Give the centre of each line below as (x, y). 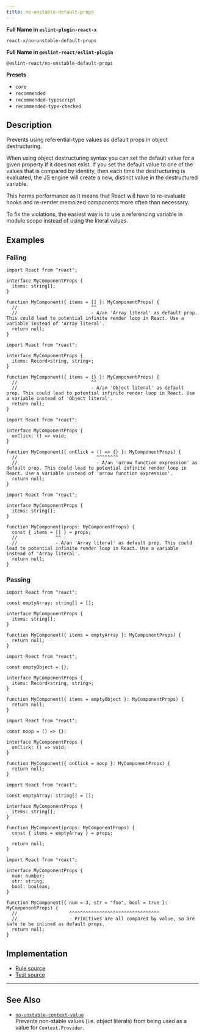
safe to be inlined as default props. (56, 924)
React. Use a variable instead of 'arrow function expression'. (90, 474)
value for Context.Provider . (50, 1027)
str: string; (28, 881)
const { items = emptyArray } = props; (63, 833)
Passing (19, 580)
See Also (23, 1000)
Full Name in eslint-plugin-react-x (52, 29)
